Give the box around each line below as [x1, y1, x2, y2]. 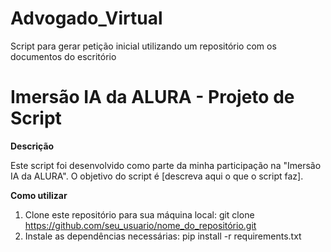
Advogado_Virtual [10, 7, 163, 30]
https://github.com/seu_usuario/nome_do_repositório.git [24, 219, 257, 231]
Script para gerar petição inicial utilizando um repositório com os [10, 40, 277, 52]
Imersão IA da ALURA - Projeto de [10, 86, 295, 109]
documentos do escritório [10, 50, 117, 62]
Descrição [10, 140, 55, 152]
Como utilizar [10, 189, 68, 201]
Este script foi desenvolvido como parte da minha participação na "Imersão [10, 159, 322, 171]
